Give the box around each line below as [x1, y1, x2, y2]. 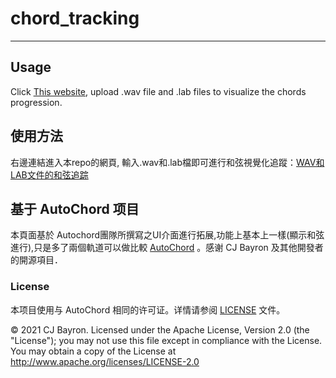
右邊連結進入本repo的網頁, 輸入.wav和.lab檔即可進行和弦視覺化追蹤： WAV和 [10, 156, 325, 168]
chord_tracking [10, 7, 140, 30]
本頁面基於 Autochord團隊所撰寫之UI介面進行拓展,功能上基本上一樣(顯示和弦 [10, 229, 325, 241]
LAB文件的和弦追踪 [10, 168, 89, 181]
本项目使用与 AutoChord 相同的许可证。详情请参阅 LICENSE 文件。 [10, 303, 286, 316]
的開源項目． [10, 254, 63, 266]
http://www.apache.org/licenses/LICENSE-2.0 [10, 355, 200, 367]
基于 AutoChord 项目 [10, 200, 140, 217]
